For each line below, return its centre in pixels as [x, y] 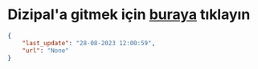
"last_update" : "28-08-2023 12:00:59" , [89, 43]
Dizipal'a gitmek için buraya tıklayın [129, 15]
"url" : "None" [45, 50]
